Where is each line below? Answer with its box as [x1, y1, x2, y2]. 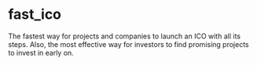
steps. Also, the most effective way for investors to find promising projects [8, 39, 249, 49]
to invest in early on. [8, 48, 75, 57]
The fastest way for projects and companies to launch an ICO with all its [8, 31, 241, 41]
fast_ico [8, 5, 61, 23]
